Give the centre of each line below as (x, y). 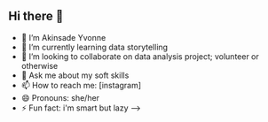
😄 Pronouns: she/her (60, 97)
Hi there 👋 (36, 16)
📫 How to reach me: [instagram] (81, 85)
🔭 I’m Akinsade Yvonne (63, 37)
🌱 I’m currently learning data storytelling (95, 47)
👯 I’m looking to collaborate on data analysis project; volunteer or (140, 56)
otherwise (39, 65)
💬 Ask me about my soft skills (75, 75)
